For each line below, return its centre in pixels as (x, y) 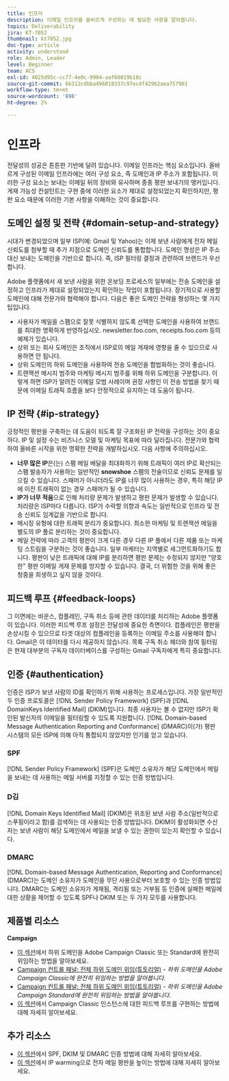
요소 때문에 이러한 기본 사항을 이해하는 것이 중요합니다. (87, 199)
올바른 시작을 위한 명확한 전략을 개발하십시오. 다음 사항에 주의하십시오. (113, 449)
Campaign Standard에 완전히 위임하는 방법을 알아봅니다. (94, 995)
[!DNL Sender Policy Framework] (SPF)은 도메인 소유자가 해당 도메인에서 (107, 769)
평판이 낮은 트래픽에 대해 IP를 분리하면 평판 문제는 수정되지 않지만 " (121, 558)
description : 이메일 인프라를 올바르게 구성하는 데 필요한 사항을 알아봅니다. (103, 20)
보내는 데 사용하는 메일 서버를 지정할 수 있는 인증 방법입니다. (94, 777)
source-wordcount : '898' (42, 97)
